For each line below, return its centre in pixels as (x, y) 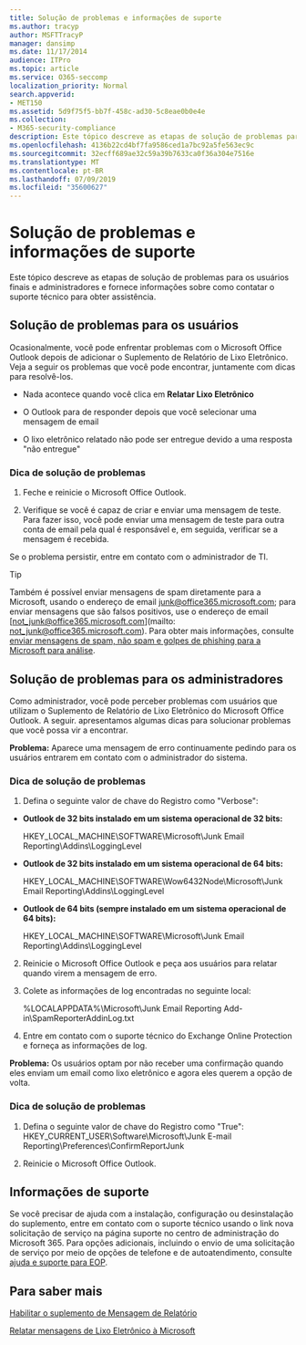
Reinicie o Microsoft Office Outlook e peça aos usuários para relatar (150, 964)
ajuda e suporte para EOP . (58, 1262)
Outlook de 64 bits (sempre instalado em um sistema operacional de (154, 909)
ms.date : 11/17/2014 (49, 52)
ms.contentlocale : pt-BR (56, 171)
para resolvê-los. (41, 376)
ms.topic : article (44, 69)
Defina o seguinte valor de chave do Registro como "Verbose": (140, 801)
